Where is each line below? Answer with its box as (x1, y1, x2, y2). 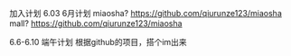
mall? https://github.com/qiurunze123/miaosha (9, 18, 183, 29)
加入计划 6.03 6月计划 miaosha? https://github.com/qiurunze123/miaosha (9, 8, 282, 18)
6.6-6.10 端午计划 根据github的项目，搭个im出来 (9, 37, 187, 47)
